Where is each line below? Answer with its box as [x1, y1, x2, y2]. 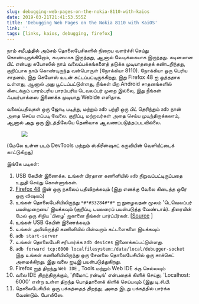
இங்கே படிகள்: [6, 161, 40, 168]
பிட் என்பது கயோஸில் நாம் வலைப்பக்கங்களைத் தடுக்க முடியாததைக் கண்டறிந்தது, [6, 60, 185, 68]
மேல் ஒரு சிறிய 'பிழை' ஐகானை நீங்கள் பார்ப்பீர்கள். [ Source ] [15, 212, 153, 219]
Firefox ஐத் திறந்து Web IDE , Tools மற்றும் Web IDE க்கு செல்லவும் [15, 265, 166, 272]
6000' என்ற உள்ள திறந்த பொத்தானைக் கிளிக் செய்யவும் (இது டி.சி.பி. [15, 278, 171, 285]
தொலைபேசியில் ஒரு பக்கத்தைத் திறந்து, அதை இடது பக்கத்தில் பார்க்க [15, 285, 170, 292]
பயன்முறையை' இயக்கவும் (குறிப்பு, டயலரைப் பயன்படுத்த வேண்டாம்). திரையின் [15, 206, 192, 213]
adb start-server [15, 233, 58, 239]
